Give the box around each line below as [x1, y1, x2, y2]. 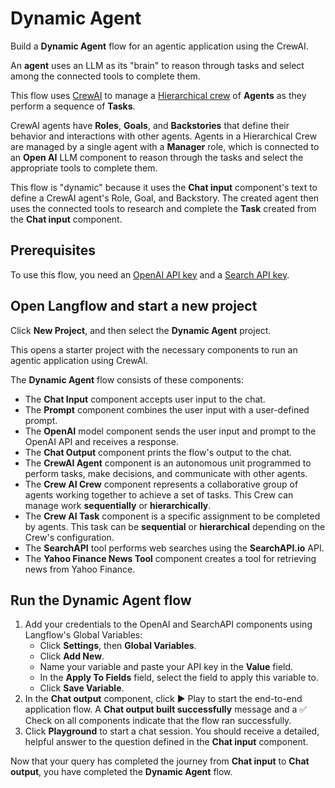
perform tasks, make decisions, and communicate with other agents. [24, 467, 308, 479]
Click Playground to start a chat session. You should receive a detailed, [24, 725, 320, 737]
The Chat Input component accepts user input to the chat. [24, 393, 266, 405]
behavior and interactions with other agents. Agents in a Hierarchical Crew [10, 130, 318, 142]
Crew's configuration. [24, 531, 115, 543]
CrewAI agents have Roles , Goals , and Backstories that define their [10, 119, 290, 131]
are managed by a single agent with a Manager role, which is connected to [10, 140, 320, 152]
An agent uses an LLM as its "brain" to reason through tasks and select [10, 59, 305, 71]
